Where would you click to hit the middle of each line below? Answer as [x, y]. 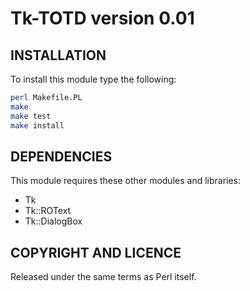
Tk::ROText [48, 211]
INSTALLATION [58, 55]
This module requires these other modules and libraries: [126, 181]
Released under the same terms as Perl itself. [103, 277]
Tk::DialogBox [53, 221]
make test [31, 116]
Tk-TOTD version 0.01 [102, 18]
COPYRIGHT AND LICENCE [96, 252]
